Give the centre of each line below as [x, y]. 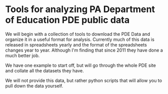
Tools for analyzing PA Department [80, 9]
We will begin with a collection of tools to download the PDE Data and [78, 34]
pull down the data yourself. [34, 86]
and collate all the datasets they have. [45, 70]
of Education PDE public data [68, 20]
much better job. [23, 55]
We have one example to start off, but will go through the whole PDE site [80, 65]
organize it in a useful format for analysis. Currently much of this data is [80, 39]
